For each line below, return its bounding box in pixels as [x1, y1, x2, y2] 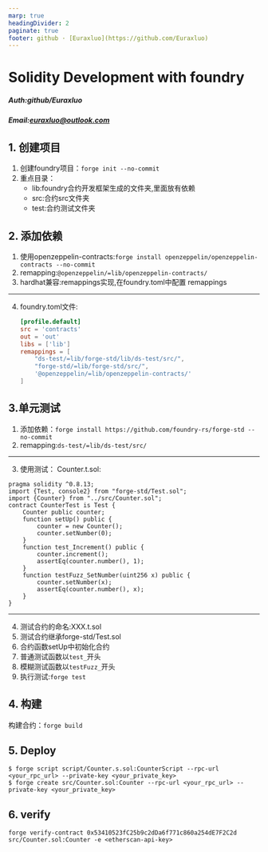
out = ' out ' [19, 333, 60, 341]
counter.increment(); [37, 550, 109, 558]
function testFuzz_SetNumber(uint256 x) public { [22, 571, 191, 579]
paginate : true [8, 26, 59, 34]
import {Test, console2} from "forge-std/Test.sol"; [8, 487, 187, 495]
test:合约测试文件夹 [31, 203, 96, 213]
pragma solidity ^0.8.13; [8, 480, 94, 488]
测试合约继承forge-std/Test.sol [19, 631, 121, 641]
